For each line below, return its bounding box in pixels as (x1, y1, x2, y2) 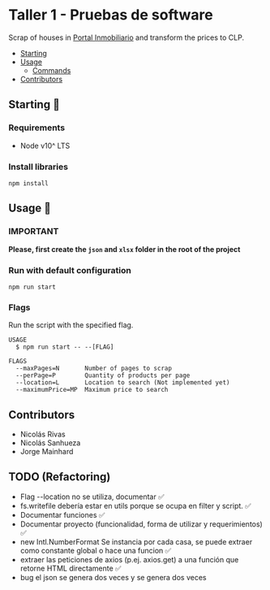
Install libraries (8, 161, 69, 172)
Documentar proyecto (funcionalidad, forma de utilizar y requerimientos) (19, 518, 264, 529)
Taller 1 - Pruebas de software (8, 6, 213, 24)
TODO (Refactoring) (8, 470, 111, 484)
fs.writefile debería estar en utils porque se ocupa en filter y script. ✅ (19, 501, 251, 510)
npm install (8, 179, 49, 188)
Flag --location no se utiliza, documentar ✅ (19, 492, 165, 501)
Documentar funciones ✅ (19, 510, 105, 519)
